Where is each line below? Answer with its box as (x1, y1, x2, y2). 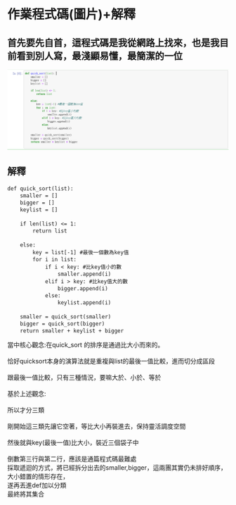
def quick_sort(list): (7, 185, 74, 192)
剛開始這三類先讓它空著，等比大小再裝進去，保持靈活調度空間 (7, 422, 186, 430)
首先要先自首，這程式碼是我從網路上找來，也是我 (7, 37, 220, 49)
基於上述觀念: (7, 389, 47, 398)
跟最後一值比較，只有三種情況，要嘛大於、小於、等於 (7, 373, 162, 382)
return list (32, 227, 68, 235)
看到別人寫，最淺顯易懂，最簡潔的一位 (16, 50, 183, 62)
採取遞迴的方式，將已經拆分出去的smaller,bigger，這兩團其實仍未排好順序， (7, 463, 227, 472)
